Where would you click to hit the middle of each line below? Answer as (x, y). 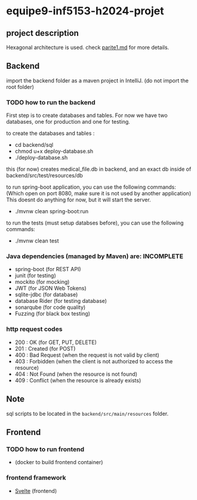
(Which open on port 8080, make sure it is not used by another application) (99, 194)
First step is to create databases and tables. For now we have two (87, 115)
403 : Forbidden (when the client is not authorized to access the (94, 361)
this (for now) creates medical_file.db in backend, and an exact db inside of (99, 169)
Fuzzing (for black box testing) (53, 314)
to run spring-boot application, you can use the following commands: (91, 187)
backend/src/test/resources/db (45, 176)
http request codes (34, 329)
